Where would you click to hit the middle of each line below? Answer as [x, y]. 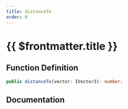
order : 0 [17, 17]
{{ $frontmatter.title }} [62, 46]
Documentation [36, 100]
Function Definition [42, 68]
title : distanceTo [29, 11]
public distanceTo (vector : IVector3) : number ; [65, 81]
